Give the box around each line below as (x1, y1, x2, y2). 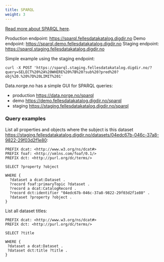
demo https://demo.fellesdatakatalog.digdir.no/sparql (12, 98, 122, 104)
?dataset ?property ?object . (9, 195, 72, 200)
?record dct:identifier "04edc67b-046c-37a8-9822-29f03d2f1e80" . (9, 190, 150, 195)
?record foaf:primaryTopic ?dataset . (9, 181, 90, 187)
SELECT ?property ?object (5, 164, 59, 169)
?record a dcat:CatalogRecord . (9, 186, 77, 191)
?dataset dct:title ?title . (7, 248, 68, 253)
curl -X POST (5, 65, 32, 70)
